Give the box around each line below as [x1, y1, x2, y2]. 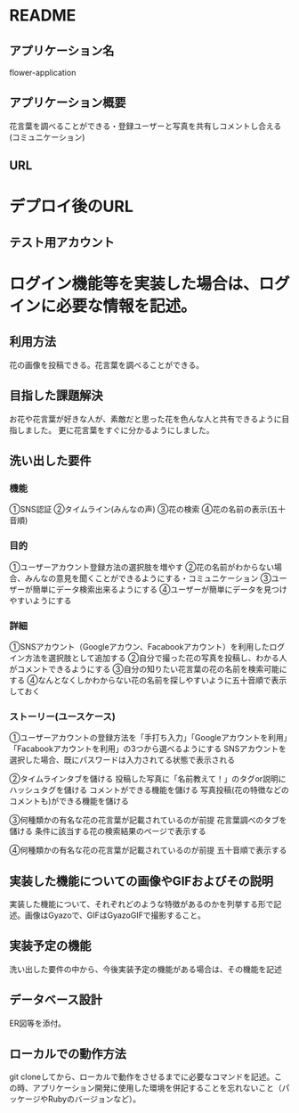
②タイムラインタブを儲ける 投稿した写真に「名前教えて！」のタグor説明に [9, 773, 287, 784]
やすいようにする [9, 594, 72, 606]
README [9, 5, 77, 26]
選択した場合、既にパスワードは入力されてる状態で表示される [9, 755, 236, 765]
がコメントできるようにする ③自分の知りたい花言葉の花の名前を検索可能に [9, 663, 287, 674]
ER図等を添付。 [9, 1018, 67, 1028]
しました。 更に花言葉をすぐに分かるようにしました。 [16, 424, 214, 435]
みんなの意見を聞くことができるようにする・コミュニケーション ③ [24, 572, 271, 584]
